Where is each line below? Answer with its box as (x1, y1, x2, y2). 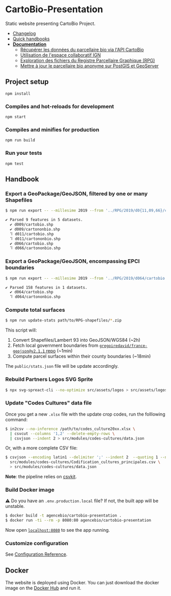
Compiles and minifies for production (5, 126, 99, 133)
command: (5, 416, 28, 422)
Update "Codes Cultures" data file (5, 399, 92, 407)
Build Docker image (5, 486, 54, 493)
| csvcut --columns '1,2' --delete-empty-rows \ (10, 431, 115, 436)
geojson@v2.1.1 (12, 349, 45, 354)
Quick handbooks (12, 36, 50, 42)
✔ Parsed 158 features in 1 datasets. (5, 285, 88, 290)
